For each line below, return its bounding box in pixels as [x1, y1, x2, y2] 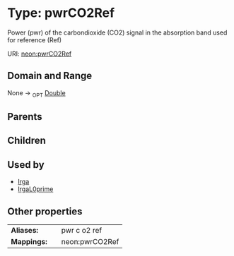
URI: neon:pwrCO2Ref [7, 49, 72, 58]
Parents [7, 111, 42, 123]
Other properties [7, 205, 83, 217]
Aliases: [11, 225, 39, 235]
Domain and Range [7, 70, 93, 82]
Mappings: [11, 236, 48, 246]
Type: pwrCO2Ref [7, 5, 115, 21]
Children [7, 135, 46, 147]
